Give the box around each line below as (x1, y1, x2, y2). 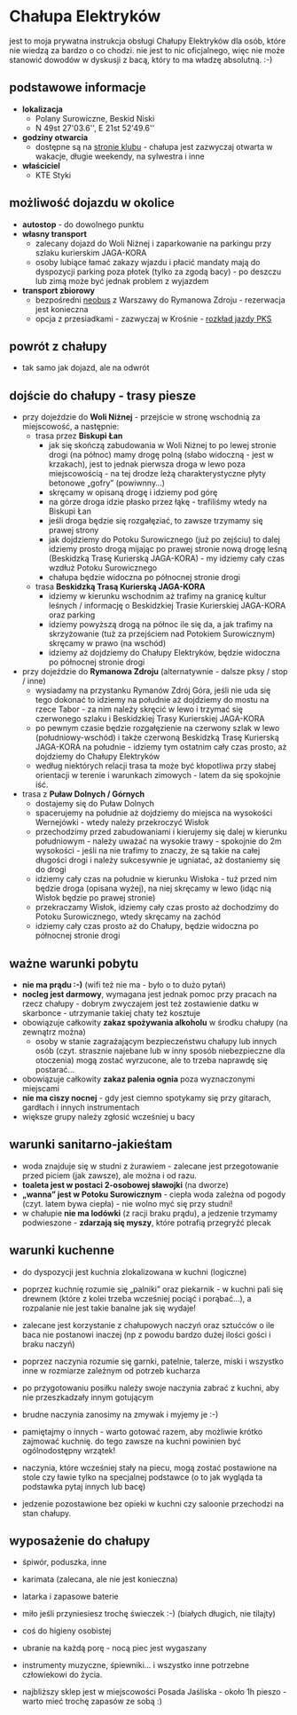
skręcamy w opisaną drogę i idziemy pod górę (48, 487, 218, 498)
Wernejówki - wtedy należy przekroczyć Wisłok (35, 817, 210, 828)
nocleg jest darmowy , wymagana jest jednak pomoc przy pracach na (21, 989, 277, 999)
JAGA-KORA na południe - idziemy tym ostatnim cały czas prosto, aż (35, 742, 287, 752)
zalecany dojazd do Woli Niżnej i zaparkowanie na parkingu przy (35, 238, 272, 248)
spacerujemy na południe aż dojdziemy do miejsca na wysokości (35, 807, 273, 818)
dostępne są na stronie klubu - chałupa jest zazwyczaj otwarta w (35, 141, 273, 152)
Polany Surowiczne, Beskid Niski (35, 113, 155, 123)
